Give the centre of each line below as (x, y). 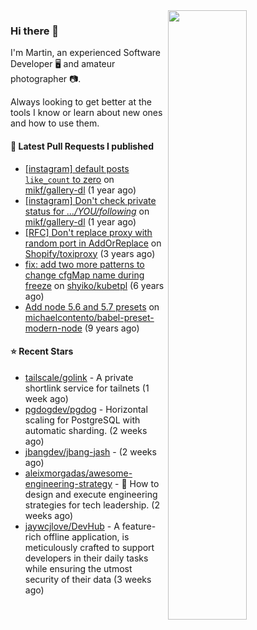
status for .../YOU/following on (87, 211)
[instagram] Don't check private (90, 200)
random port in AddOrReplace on (93, 243)
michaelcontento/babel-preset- (89, 317)
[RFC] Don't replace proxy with (88, 232)
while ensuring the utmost (78, 568)
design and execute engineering (91, 494)
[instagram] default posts (77, 168)
